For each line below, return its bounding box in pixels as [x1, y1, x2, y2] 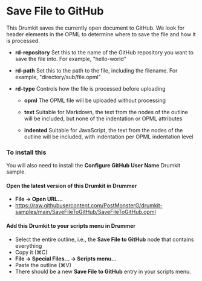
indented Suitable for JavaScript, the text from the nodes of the [24, 126, 183, 134]
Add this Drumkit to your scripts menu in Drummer [6, 222, 136, 230]
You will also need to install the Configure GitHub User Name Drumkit [6, 162, 181, 169]
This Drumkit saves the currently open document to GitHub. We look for [6, 24, 185, 31]
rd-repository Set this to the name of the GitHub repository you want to [15, 48, 194, 56]
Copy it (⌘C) [15, 248, 48, 256]
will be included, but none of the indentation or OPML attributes [24, 115, 183, 122]
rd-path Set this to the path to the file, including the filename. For [15, 66, 178, 74]
